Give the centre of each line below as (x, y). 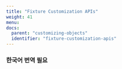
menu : (13, 22)
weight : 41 (19, 17)
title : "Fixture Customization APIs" (52, 11)
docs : (13, 28)
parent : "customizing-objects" (50, 33)
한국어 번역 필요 (27, 60)
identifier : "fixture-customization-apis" (64, 39)
